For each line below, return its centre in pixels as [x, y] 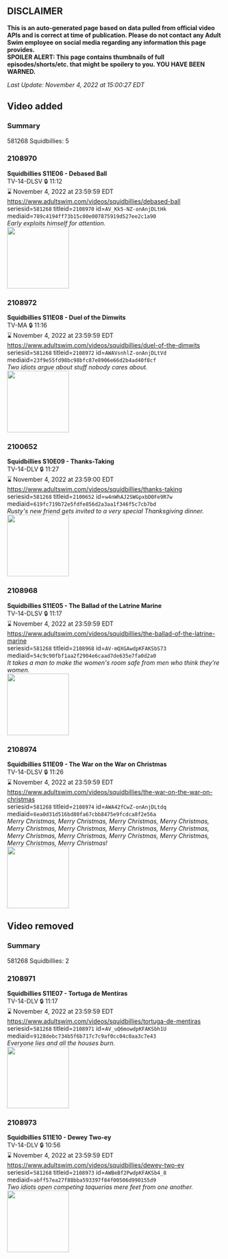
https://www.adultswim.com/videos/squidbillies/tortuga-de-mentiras [104, 1021]
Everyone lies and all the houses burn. [61, 1043]
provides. [21, 49]
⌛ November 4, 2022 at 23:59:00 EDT [61, 480]
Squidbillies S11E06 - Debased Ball [57, 173]
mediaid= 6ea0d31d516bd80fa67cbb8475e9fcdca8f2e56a [81, 814]
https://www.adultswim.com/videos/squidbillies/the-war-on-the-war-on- [110, 792]
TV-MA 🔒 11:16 [27, 326]
